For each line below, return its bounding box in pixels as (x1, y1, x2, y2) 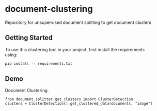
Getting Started (5, 34, 53, 42)
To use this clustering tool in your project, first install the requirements (5, 46, 145, 52)
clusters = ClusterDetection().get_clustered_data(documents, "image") (5, 101, 153, 106)
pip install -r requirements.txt (5, 61, 73, 66)
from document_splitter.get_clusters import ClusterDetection (5, 97, 133, 102)
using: (5, 52, 17, 57)
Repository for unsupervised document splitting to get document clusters (5, 19, 152, 25)
